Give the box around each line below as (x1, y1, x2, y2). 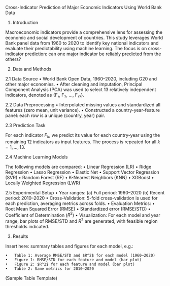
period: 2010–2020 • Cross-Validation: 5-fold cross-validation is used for (5, 195, 158, 201)
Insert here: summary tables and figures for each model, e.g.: (5, 243, 133, 250)
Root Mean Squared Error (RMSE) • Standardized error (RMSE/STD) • (5, 206, 151, 212)
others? (5, 56, 21, 62)
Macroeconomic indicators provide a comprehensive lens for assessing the (5, 29, 163, 35)
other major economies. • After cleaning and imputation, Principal (5, 81, 143, 87)
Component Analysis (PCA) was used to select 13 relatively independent (5, 87, 156, 93)
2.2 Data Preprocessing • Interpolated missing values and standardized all (5, 102, 161, 108)
